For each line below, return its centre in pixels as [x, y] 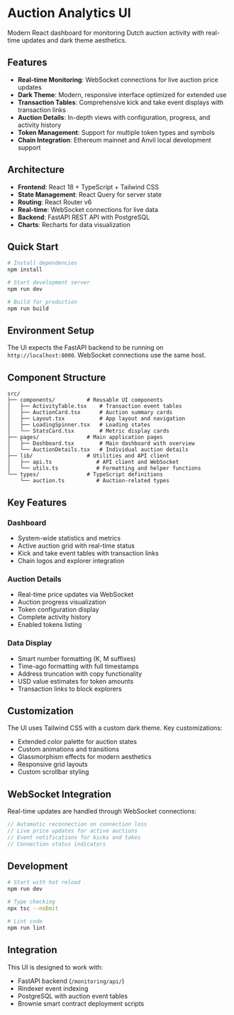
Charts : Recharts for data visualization [74, 224]
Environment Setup [51, 331]
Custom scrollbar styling [53, 772]
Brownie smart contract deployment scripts [81, 1003]
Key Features [37, 503]
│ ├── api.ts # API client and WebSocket [93, 462]
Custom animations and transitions [68, 749]
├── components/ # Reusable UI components [85, 400]
